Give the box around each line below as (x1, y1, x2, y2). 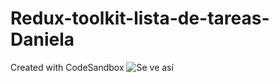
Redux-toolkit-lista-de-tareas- (10, 7, 270, 30)
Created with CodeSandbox (10, 61, 125, 73)
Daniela (10, 28, 75, 51)
